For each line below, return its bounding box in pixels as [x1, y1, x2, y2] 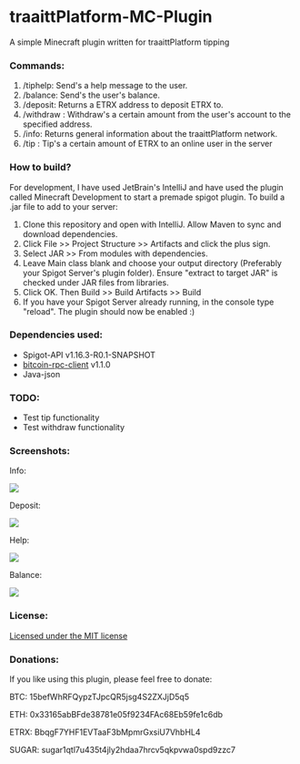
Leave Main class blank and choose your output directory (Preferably [22, 257, 282, 268]
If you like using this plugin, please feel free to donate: [9, 674, 213, 685]
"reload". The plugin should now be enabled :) [22, 305, 195, 316]
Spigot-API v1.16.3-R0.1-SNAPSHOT [22, 349, 156, 360]
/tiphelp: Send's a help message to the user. [22, 80, 188, 91]
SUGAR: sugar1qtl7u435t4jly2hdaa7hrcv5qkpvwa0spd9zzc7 [9, 745, 236, 756]
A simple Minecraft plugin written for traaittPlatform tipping [9, 36, 230, 47]
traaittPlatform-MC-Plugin [9, 6, 213, 27]
